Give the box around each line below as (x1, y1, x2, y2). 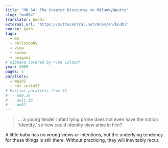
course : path (5, 27, 33, 32)
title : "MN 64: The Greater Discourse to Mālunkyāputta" (5, 7, 129, 13)
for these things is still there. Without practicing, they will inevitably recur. (5, 137, 160, 143)
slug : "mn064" (5, 12, 36, 17)
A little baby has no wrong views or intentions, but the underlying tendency (5, 132, 163, 138)
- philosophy (10, 41, 38, 46)
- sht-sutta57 (10, 83, 40, 88)
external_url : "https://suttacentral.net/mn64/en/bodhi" (5, 21, 129, 27)
